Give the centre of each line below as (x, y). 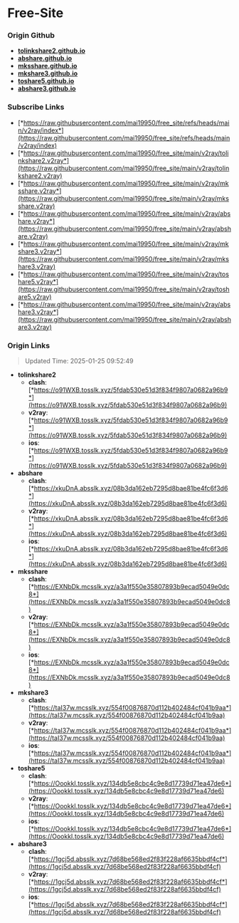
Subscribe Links (36, 107)
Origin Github (31, 36)
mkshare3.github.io (48, 73)
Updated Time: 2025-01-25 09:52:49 (79, 361)
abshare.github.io (45, 58)
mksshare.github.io (47, 66)
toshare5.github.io (46, 81)
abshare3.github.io (47, 89)
